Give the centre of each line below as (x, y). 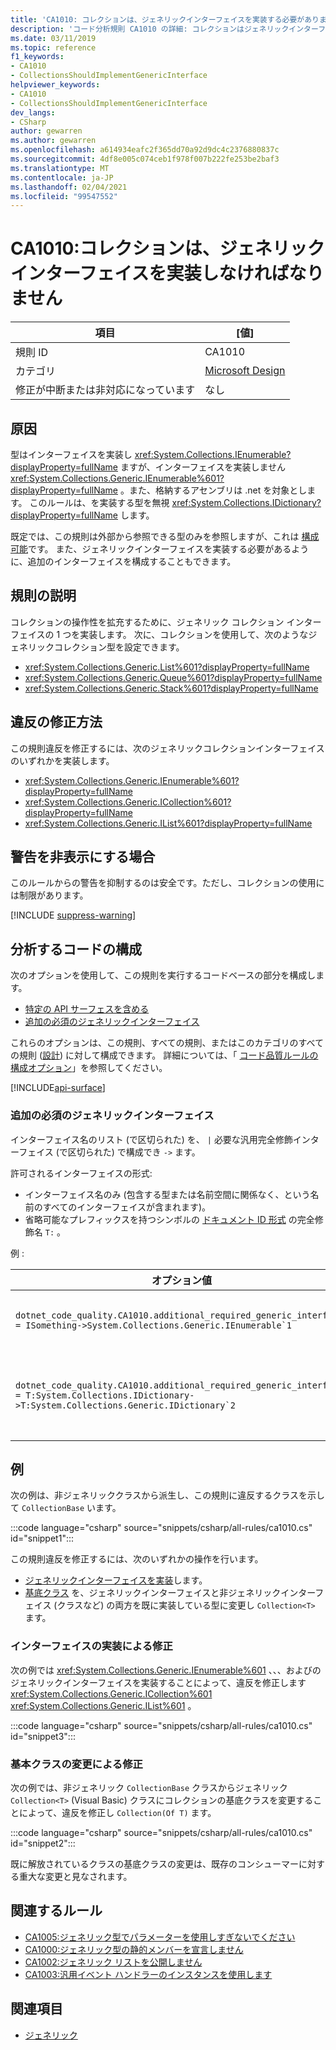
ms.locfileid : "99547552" (64, 196)
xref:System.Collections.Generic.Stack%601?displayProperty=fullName (171, 688)
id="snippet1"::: (42, 1538)
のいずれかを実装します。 (62, 760)
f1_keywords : (37, 57)
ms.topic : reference (53, 47)
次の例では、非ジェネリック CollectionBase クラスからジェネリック (149, 1787)
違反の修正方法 (56, 722)
